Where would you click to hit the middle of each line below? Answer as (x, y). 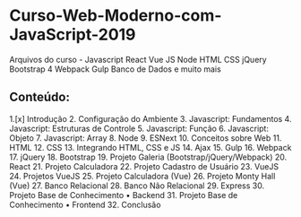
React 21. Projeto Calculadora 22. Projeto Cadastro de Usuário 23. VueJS (144, 166)
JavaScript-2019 (73, 35)
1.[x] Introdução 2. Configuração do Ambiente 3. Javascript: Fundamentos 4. (150, 118)
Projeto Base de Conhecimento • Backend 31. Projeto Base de (124, 195)
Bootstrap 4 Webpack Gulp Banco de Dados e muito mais (115, 69)
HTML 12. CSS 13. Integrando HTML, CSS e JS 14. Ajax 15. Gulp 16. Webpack (150, 147)
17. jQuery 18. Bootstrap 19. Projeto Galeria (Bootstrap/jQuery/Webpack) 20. (148, 157)
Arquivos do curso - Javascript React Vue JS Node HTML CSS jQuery (138, 59)
